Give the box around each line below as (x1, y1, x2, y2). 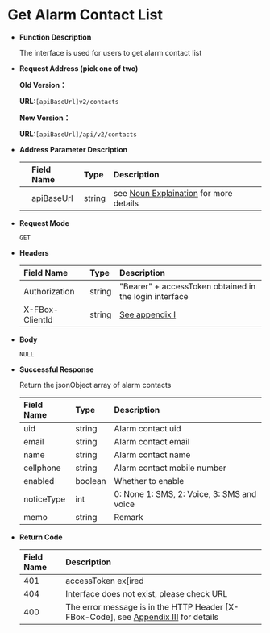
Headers (19, 248, 49, 257)
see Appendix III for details (117, 611, 219, 623)
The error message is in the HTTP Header (65, 601, 223, 612)
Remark (114, 511, 143, 523)
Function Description (19, 32, 92, 42)
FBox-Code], (65, 611, 116, 623)
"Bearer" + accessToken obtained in (119, 281, 256, 292)
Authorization (23, 285, 75, 297)
